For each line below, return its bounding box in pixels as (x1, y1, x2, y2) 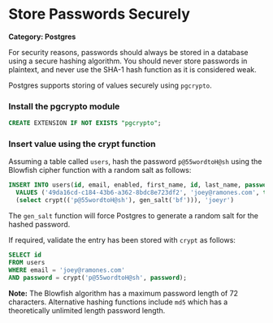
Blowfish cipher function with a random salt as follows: (8, 166, 192, 175)
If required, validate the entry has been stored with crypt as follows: (8, 235, 236, 245)
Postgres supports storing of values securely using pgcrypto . (8, 80, 213, 90)
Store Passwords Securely (8, 5, 191, 24)
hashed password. (8, 220, 71, 230)
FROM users (8, 258, 45, 266)
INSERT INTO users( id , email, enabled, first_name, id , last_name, (8, 181, 242, 189)
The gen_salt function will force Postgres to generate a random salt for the (8, 211, 258, 221)
